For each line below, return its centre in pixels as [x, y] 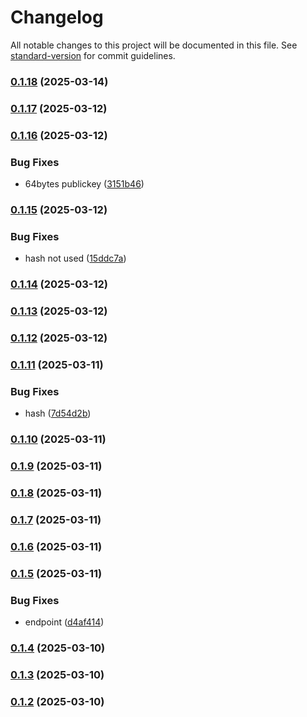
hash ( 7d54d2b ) [58, 413]
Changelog [57, 17]
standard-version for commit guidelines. [93, 55]
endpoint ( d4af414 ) [64, 622]
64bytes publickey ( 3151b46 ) [84, 184]
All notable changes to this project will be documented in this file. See [154, 45]
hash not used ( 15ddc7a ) [75, 258]
